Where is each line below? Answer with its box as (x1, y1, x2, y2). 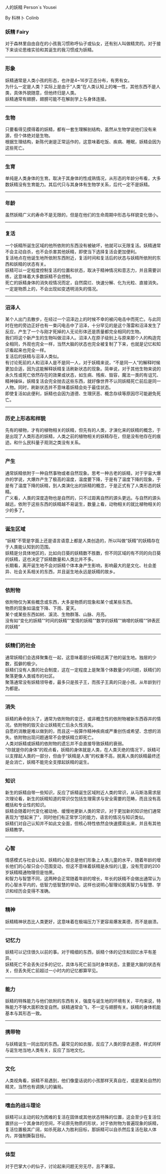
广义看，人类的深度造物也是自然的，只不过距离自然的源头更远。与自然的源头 (5, 495, 161, 501)
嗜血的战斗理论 (5, 1102, 41, 1109)
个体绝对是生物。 (18, 132, 53, 138)
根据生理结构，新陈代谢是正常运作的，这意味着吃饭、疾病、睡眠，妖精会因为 (5, 138, 161, 145)
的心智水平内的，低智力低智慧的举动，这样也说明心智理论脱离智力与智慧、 (5, 882, 157, 888)
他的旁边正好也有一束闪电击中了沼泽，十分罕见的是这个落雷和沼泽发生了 (13, 323, 161, 329)
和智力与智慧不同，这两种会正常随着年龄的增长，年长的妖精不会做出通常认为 (5, 876, 161, 882)
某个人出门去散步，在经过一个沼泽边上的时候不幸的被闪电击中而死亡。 (5, 316, 148, 322)
